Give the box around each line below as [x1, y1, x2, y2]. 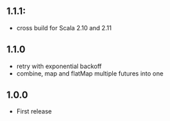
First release [16, 107, 52, 115]
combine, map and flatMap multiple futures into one [16, 69, 164, 78]
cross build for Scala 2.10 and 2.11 [16, 23, 111, 32]
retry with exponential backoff [16, 62, 102, 70]
